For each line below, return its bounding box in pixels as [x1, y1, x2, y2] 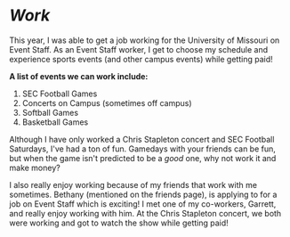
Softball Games [21, 107, 78, 118]
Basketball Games [21, 117, 89, 127]
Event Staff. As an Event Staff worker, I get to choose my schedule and [9, 44, 269, 54]
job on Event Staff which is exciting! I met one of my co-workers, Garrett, [9, 198, 277, 209]
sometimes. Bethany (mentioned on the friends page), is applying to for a [9, 189, 278, 200]
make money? [9, 162, 60, 173]
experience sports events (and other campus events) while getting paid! [9, 53, 273, 64]
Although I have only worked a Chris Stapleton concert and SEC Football [9, 134, 275, 144]
